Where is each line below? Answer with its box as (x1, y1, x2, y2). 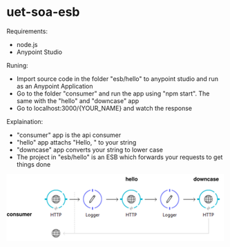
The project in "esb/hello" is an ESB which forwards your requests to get (16, 153, 223, 161)
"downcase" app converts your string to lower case (16, 145, 164, 154)
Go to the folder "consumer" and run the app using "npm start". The (16, 89, 210, 98)
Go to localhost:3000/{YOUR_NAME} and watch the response (16, 104, 193, 112)
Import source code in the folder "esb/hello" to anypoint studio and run (16, 74, 219, 83)
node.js (16, 40, 39, 48)
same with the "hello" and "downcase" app (16, 96, 140, 104)
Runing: (6, 61, 28, 69)
